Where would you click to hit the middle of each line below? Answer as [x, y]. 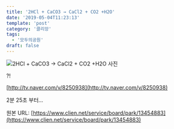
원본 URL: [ [20, 113]
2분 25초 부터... [25, 100]
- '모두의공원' [28, 40]
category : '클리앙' [29, 29]
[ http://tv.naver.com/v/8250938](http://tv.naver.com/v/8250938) [87, 87]
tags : [13, 35]
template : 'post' [28, 23]
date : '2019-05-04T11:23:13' [43, 18]
